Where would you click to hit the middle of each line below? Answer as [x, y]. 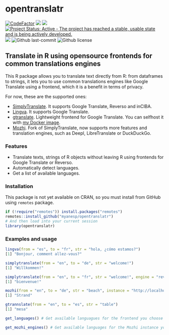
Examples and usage [31, 239]
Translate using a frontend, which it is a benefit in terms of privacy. [74, 87]
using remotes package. [30, 203]
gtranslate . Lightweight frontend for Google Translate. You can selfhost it [88, 117]
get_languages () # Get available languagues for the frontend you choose [84, 318]
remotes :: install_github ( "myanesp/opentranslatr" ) [59, 217]
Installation [19, 186]
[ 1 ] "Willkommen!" [24, 268]
